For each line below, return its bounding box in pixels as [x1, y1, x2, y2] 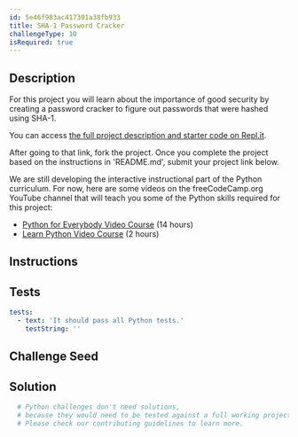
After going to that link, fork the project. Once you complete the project [9, 147, 269, 158]
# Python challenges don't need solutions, [17, 402, 180, 412]
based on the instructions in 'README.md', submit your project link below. [9, 157, 279, 168]
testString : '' [25, 324, 82, 333]
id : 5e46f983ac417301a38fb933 [9, 12, 122, 22]
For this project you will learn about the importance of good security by [9, 94, 270, 105]
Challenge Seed [9, 349, 99, 364]
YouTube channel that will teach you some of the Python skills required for [9, 192, 281, 204]
